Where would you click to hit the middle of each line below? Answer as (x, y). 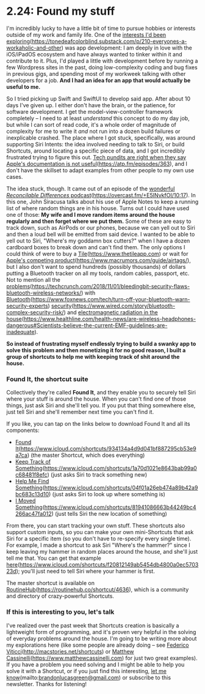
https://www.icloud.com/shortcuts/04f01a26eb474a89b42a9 (121, 488)
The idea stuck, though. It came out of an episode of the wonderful (91, 189)
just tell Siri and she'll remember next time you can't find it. (80, 412)
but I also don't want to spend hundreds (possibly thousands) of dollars (96, 266)
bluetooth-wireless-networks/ (44, 293)
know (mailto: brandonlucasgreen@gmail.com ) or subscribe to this (89, 677)
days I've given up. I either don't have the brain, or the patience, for (91, 105)
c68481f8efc (31, 475)
